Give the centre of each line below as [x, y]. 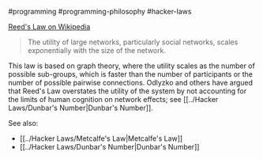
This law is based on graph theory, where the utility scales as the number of [131, 66]
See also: [23, 123]
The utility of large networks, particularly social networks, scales [133, 42]
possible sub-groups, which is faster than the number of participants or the [131, 74]
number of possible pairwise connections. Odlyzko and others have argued [131, 83]
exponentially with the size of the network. [96, 50]
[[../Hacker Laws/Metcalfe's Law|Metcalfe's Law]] [101, 138]
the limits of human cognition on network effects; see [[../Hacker [113, 99]
